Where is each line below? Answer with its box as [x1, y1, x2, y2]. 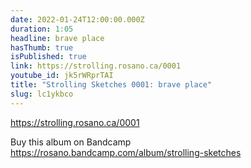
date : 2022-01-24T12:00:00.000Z [10, 14, 145, 25]
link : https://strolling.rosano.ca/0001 [10, 61, 182, 71]
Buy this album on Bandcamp [10, 136, 132, 148]
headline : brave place [10, 33, 105, 43]
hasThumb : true [10, 42, 74, 53]
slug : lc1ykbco [10, 89, 74, 99]
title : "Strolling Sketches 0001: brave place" [10, 80, 213, 90]
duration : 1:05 [10, 24, 74, 34]
